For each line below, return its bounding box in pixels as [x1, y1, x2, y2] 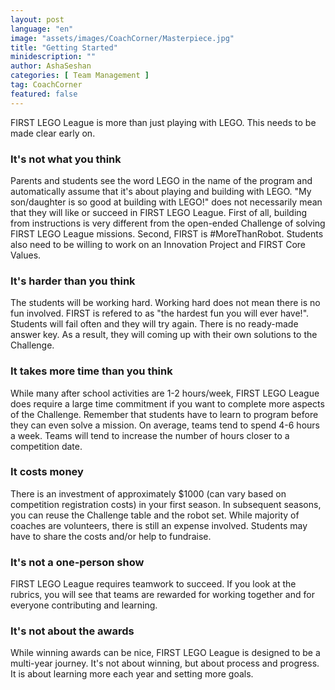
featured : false [10, 89, 78, 99]
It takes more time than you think [10, 364, 173, 378]
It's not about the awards [10, 624, 135, 638]
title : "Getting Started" [10, 42, 118, 53]
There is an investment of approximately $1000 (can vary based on [10, 487, 287, 500]
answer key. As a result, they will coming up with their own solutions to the [10, 329, 318, 341]
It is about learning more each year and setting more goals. [10, 668, 254, 680]
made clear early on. [10, 127, 96, 139]
